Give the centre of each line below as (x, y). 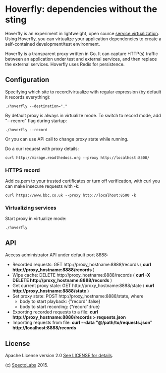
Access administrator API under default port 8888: (56, 255)
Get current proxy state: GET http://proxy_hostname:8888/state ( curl (83, 286)
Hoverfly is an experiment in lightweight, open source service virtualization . (82, 33)
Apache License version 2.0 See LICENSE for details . (59, 355)
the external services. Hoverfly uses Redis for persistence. (65, 64)
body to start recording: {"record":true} (60, 307)
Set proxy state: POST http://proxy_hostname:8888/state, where (78, 296)
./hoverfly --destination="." (36, 106)
